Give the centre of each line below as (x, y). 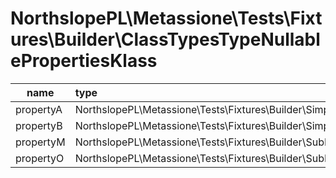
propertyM (40, 142)
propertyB (39, 125)
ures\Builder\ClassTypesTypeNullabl (165, 39)
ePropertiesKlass (84, 61)
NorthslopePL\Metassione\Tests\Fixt (166, 18)
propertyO (40, 158)
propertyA (39, 109)
